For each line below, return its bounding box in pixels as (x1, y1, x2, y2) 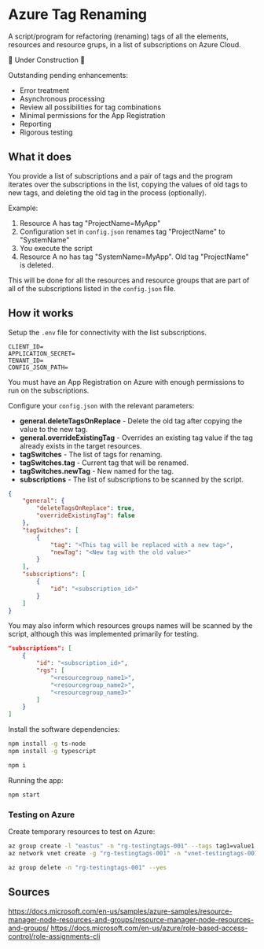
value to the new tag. (19, 424, 88, 434)
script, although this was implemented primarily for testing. (8, 630, 199, 639)
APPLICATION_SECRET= (8, 349, 76, 357)
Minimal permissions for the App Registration (19, 110, 166, 120)
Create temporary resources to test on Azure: (8, 827, 156, 836)
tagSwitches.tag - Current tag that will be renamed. (19, 458, 189, 467)
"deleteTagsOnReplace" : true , (36, 504, 135, 512)
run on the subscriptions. (8, 386, 90, 395)
